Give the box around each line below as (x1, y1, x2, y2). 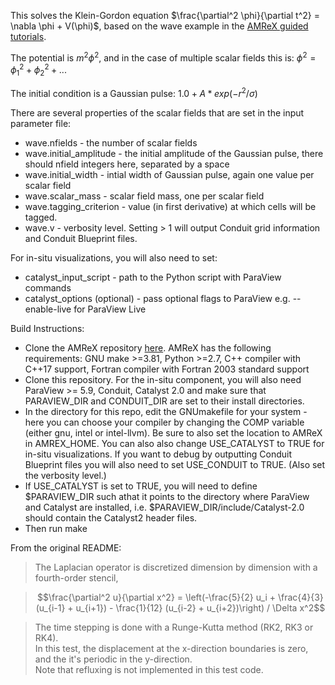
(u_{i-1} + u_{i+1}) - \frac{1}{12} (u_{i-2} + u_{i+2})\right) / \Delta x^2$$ (35, 601, 326, 614)
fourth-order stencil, (34, 571, 119, 584)
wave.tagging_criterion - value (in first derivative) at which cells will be (24, 200, 317, 212)
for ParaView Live (73, 303, 147, 315)
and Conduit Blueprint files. (24, 232, 138, 244)
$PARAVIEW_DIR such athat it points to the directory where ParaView (24, 490, 310, 502)
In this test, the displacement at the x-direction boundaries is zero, (34, 642, 309, 654)
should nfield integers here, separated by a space (24, 158, 230, 170)
